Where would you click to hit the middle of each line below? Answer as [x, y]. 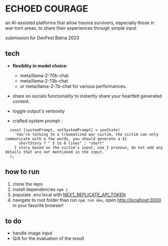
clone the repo [28, 184]
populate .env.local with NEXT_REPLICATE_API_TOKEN [69, 195]
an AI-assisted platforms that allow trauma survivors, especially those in [80, 23]
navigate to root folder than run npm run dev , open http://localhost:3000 [87, 200]
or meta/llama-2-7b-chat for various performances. [73, 86]
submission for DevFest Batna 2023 [42, 38]
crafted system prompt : [37, 121]
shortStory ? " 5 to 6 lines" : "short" [61, 143]
